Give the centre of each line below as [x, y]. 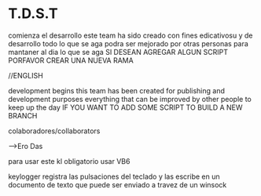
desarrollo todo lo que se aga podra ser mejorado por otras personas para [129, 43]
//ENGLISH [26, 75]
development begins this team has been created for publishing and [117, 90]
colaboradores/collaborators [54, 131]
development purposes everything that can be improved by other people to [130, 99]
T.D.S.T [33, 14]
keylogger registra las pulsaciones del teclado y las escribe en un [114, 176]
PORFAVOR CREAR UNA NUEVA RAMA [71, 60]
